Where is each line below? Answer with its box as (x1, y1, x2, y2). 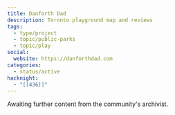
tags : (7, 23, 23, 30)
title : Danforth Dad (7, 10, 67, 17)
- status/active (13, 68, 60, 75)
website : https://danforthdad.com (13, 55, 113, 62)
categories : (7, 62, 42, 69)
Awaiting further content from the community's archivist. (7, 100, 169, 108)
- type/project (13, 29, 57, 37)
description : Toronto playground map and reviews (7, 17, 154, 24)
